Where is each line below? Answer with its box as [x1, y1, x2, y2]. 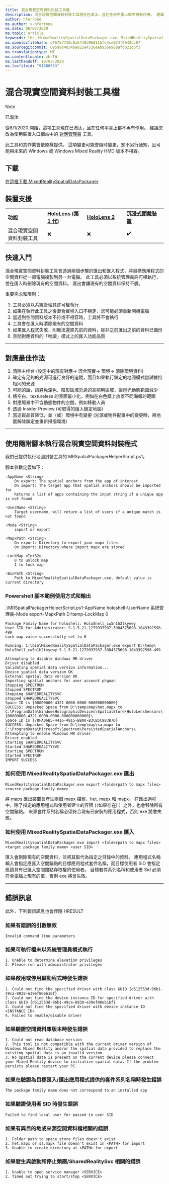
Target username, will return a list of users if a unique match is [14, 510, 161, 515]
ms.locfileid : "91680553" [5, 63, 59, 68]
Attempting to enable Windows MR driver [5, 731, 92, 736]
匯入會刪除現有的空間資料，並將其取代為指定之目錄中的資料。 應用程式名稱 [5, 854, 161, 860]
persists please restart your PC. [5, 1064, 78, 1069]
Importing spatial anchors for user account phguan [5, 679, 116, 684]
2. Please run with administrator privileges [5, 962, 102, 967]
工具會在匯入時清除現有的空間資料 [12, 320, 83, 326]
